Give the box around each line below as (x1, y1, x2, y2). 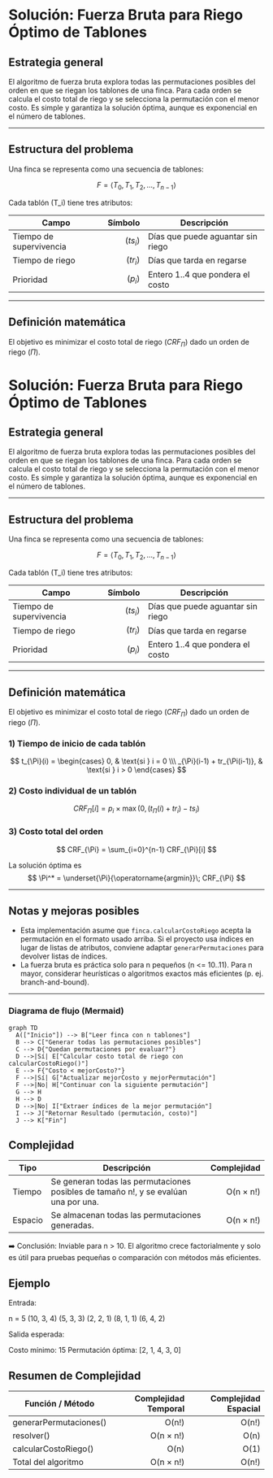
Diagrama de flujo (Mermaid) (8, 1006, 124, 1017)
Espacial (227, 1403, 261, 1415)
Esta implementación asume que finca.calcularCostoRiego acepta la (19, 925, 252, 936)
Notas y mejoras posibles (8, 904, 140, 918)
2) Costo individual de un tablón (8, 785, 136, 797)
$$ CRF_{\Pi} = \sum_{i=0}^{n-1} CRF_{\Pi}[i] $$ (56, 844, 217, 854)
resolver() (12, 1430, 50, 1441)
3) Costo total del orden (8, 826, 104, 837)
